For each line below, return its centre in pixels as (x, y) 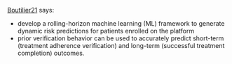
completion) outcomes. (51, 53)
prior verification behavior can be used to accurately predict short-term (121, 38)
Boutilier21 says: (31, 10)
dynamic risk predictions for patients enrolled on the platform (106, 31)
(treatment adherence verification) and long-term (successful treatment (121, 46)
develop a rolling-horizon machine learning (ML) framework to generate (121, 23)
